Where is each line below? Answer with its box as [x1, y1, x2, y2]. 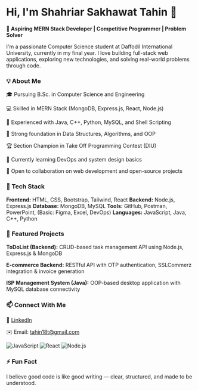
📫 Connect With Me [6, 300, 66, 309]
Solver [6, 31, 23, 38]
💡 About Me [6, 77, 41, 85]
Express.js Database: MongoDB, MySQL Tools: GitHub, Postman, [6, 202, 168, 209]
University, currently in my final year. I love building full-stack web [6, 49, 169, 56]
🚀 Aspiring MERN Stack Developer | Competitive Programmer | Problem [6, 25, 187, 32]
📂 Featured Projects [6, 229, 64, 238]
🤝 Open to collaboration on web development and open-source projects [6, 167, 183, 175]
